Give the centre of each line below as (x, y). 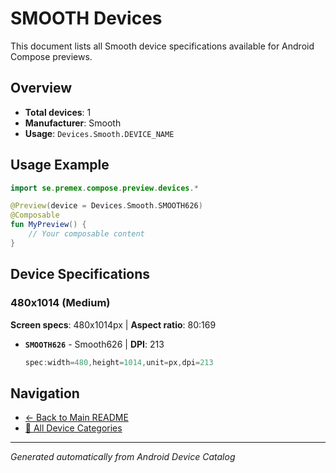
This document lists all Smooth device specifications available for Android (162, 46)
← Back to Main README (76, 418)
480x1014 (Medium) (60, 303)
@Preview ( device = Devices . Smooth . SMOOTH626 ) (106, 206)
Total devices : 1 (58, 112)
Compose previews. (51, 56)
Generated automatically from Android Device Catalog (123, 457)
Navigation (45, 393)
